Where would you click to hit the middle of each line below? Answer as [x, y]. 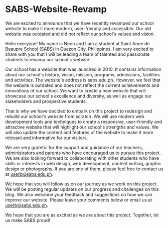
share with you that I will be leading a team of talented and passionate [77, 54]
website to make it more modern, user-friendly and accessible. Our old [78, 28]
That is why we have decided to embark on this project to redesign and [79, 111]
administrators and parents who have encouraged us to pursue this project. [83, 153]
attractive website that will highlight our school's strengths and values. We [82, 127]
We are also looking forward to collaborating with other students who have [82, 158]
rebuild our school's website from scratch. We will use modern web [75, 116]
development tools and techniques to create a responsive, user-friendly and [83, 122]
